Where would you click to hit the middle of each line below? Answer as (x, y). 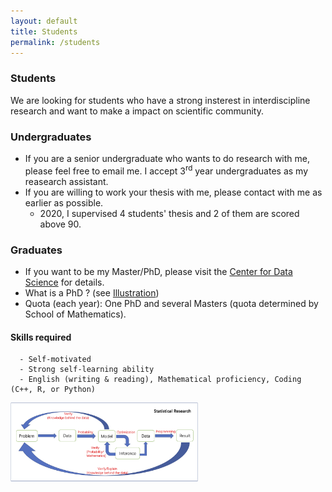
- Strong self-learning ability (87, 370)
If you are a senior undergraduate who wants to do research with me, (167, 158)
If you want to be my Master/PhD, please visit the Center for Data (158, 271)
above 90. (60, 224)
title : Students (44, 31)
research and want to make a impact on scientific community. (137, 111)
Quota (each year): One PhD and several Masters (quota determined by (171, 303)
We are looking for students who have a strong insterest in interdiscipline (160, 100)
